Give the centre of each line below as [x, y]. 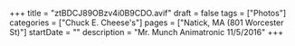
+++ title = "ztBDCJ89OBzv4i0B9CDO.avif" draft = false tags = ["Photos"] [148, 13]
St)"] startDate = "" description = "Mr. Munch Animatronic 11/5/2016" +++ [146, 32]
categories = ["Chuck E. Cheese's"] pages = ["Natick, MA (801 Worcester [147, 23]
